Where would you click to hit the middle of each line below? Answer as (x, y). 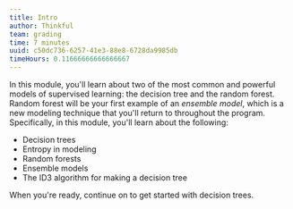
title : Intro (34, 17)
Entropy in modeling (59, 149)
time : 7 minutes (39, 42)
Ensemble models (55, 168)
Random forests (52, 159)
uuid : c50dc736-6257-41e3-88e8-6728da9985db (94, 51)
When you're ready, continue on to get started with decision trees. (132, 195)
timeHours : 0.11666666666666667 (69, 59)
